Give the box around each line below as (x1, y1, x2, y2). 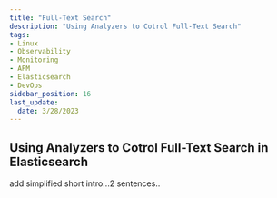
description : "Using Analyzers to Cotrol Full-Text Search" (9, 22, 242, 31)
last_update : (9, 97, 59, 107)
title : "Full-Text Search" (9, 13, 112, 23)
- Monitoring (9, 55, 59, 64)
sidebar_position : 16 (9, 89, 92, 98)
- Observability (9, 47, 71, 56)
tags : (9, 30, 30, 39)
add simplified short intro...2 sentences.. (9, 178, 161, 189)
